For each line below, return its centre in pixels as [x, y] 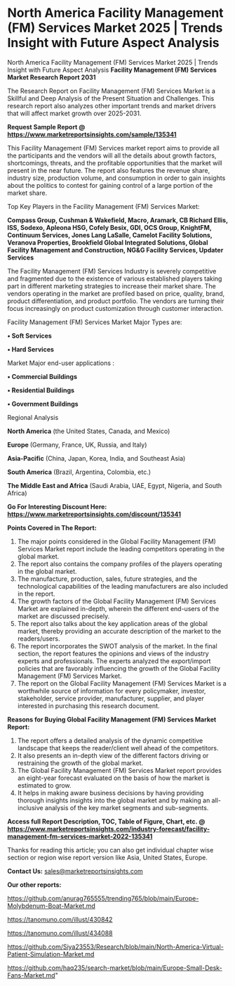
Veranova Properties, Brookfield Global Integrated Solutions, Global [108, 242]
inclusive [30, 807]
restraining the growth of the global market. [80, 763]
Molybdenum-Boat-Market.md [52, 906]
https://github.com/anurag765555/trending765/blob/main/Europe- [103, 898]
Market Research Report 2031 [52, 77]
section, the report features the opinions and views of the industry [113, 653]
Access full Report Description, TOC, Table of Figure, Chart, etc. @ [106, 821]
